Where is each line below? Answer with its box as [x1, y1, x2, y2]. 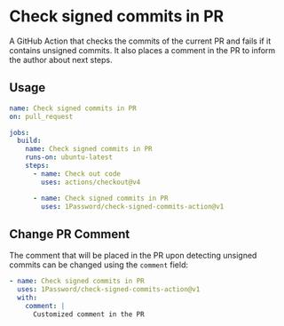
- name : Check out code [32, 169, 122, 179]
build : [17, 136, 42, 146]
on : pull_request [9, 112, 74, 121]
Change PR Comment [9, 227, 130, 242]
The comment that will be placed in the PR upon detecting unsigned [9, 250, 257, 261]
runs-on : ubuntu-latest [25, 153, 114, 162]
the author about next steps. [9, 54, 113, 65]
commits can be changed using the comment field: [9, 259, 189, 270]
